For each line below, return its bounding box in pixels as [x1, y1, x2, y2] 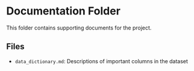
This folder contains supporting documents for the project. [6, 24, 152, 31]
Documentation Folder [6, 4, 120, 18]
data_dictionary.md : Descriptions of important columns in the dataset [14, 57, 189, 64]
